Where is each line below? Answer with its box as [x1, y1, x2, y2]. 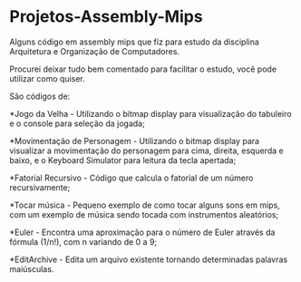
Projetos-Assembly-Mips [9, 6, 203, 27]
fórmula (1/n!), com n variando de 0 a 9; [9, 236, 158, 247]
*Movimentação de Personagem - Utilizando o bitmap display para [9, 135, 260, 146]
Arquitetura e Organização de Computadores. [9, 45, 180, 56]
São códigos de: [9, 91, 71, 102]
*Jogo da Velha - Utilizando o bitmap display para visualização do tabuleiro [9, 108, 292, 119]
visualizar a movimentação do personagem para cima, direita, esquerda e [9, 145, 284, 156]
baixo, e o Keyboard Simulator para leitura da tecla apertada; [9, 154, 237, 165]
